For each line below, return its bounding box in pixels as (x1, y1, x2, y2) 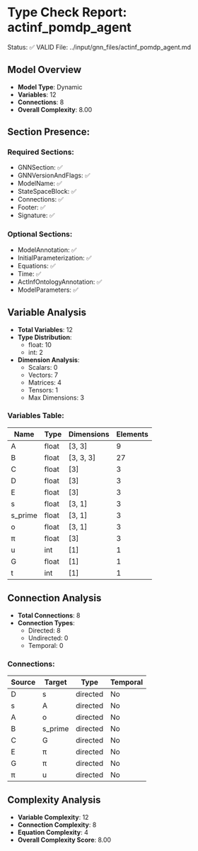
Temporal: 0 (28, 641, 64, 649)
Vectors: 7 (28, 370, 59, 379)
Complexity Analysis (7, 794, 101, 806)
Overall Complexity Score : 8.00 (17, 835, 112, 844)
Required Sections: (7, 147, 74, 157)
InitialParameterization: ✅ (17, 253, 92, 262)
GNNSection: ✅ (17, 163, 63, 172)
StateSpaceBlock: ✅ (17, 187, 77, 196)
